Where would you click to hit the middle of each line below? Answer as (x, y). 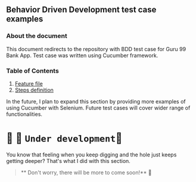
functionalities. (24, 114)
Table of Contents (33, 71)
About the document (37, 36)
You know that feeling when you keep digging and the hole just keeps (91, 155)
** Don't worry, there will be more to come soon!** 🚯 (86, 172)
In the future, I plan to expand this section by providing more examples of (96, 101)
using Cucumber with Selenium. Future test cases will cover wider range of (98, 108)
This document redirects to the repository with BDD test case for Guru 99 (96, 49)
